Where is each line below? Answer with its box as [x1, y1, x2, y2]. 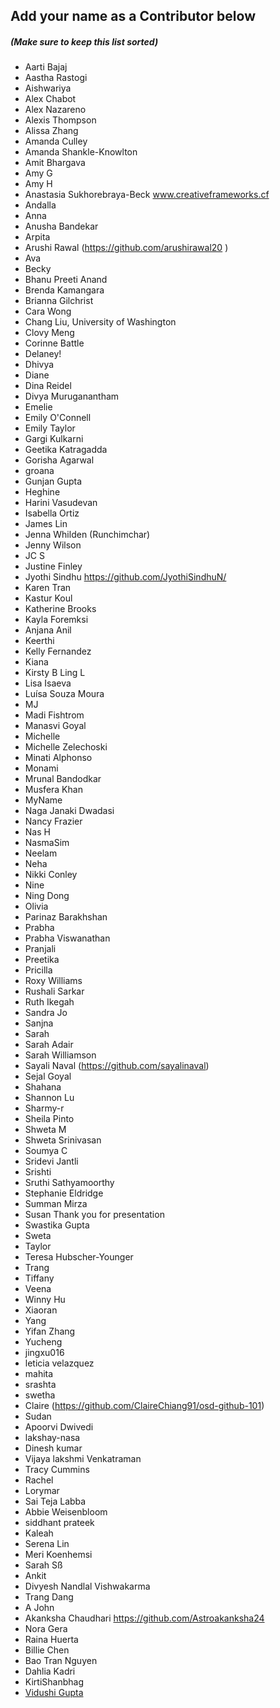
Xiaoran [24, 1304, 58, 1316]
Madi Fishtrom [24, 709, 85, 721]
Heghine [24, 486, 61, 498]
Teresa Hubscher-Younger [24, 1251, 134, 1263]
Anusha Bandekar [24, 220, 99, 233]
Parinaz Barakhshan [24, 911, 108, 923]
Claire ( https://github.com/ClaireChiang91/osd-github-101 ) [24, 1400, 265, 1412]
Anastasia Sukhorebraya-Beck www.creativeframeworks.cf [24, 189, 270, 201]
